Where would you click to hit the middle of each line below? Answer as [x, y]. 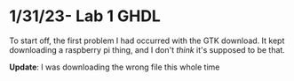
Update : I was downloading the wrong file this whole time [115, 67]
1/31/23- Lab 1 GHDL [85, 16]
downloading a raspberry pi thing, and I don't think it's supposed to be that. [147, 49]
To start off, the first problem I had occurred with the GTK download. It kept [147, 40]
